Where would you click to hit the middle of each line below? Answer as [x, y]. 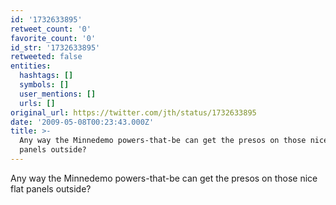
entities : [31, 66]
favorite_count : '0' [53, 38]
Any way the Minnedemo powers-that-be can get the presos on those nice [164, 178]
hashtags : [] [46, 76]
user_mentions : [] [58, 94]
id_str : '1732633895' [55, 47]
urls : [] [37, 103]
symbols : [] [44, 85]
